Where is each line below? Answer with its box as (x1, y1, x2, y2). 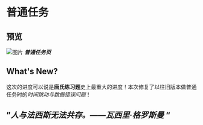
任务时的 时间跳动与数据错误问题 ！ (6, 91, 91, 98)
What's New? (6, 66, 59, 77)
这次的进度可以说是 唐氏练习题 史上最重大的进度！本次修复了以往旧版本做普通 (6, 83, 197, 91)
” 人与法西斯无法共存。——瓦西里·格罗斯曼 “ (6, 110, 170, 121)
